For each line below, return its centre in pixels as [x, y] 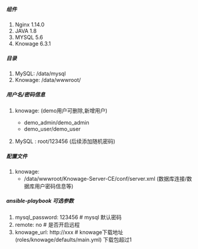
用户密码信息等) [54, 186]
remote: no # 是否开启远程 [47, 224]
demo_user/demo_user [52, 129]
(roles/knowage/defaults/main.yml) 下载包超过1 [73, 239]
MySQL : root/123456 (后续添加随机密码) [65, 141]
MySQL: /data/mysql [40, 73]
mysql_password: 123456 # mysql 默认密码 [68, 217]
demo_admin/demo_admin [56, 122]
